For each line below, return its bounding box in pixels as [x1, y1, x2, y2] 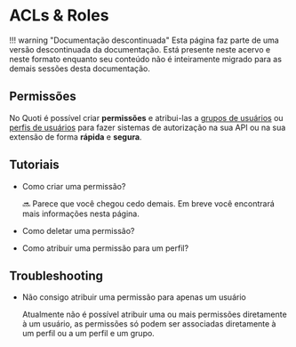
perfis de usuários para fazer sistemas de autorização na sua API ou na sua [9, 122, 286, 133]
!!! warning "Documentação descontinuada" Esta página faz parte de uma [9, 35, 280, 45]
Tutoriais [9, 157, 60, 173]
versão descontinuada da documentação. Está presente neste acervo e [9, 44, 271, 54]
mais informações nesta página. [21, 208, 140, 219]
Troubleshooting [9, 268, 104, 283]
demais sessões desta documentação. [9, 63, 151, 74]
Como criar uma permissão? [21, 181, 126, 191]
